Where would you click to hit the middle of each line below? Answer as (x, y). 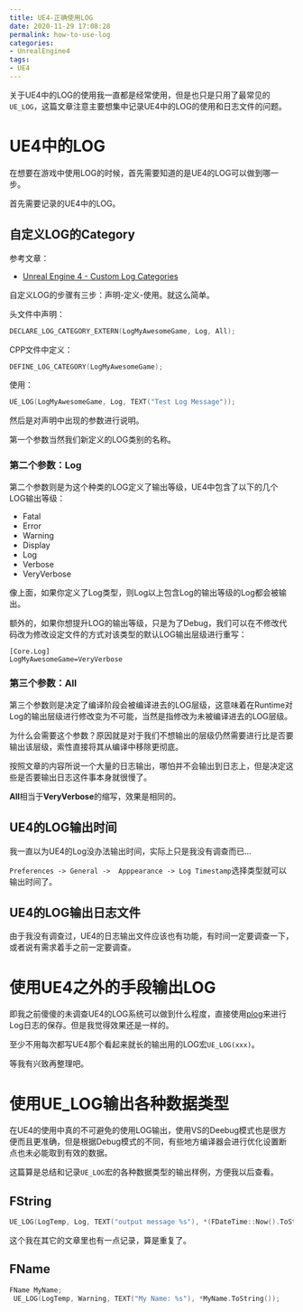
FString (31, 1201)
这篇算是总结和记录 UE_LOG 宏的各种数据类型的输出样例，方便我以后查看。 (144, 1172)
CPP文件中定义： (41, 350)
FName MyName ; (36, 1290)
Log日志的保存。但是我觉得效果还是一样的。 (92, 1026)
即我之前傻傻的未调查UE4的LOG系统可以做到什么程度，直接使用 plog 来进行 (148, 1014)
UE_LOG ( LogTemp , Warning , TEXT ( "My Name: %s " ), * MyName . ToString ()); (147, 1298)
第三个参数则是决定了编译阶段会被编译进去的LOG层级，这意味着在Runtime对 (151, 705)
